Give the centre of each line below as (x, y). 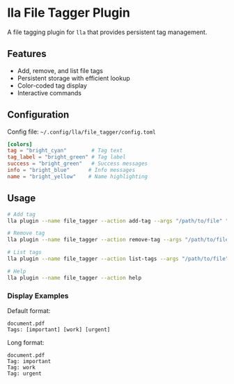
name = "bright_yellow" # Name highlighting (78, 176)
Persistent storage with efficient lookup (73, 78)
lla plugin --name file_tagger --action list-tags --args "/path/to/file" (118, 259)
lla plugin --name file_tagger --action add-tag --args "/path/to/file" (115, 221)
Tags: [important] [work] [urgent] (59, 329)
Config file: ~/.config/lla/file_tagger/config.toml (81, 131)
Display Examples (38, 296)
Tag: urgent (24, 374)
